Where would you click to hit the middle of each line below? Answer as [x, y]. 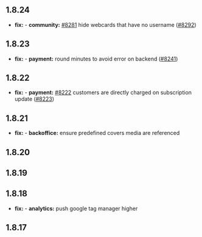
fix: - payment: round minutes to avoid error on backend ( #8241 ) [96, 59]
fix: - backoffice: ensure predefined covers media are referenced [97, 133]
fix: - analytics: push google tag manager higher [76, 208]
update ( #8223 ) [34, 99]
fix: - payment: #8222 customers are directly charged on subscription [103, 93]
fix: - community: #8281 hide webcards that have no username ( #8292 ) [105, 24]
